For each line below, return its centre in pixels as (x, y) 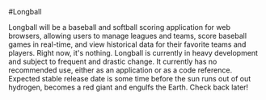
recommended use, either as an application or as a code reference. (120, 70)
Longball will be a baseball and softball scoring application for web (119, 27)
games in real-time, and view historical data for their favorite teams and (127, 44)
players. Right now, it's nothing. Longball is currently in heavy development (133, 53)
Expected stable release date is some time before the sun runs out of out (130, 79)
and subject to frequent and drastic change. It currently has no (113, 61)
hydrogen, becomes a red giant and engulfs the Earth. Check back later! (129, 87)
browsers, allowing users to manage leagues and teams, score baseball (128, 36)
